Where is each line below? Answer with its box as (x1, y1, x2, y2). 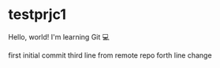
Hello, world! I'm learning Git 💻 (8, 32, 110, 41)
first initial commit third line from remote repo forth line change (8, 50, 212, 60)
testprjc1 (8, 6, 67, 24)
